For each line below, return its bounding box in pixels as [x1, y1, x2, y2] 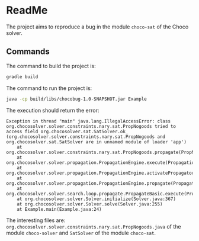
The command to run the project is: [6, 84, 92, 92]
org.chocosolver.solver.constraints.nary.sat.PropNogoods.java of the [6, 223, 182, 230]
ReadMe [6, 4, 48, 17]
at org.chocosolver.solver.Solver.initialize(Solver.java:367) [17, 196, 176, 202]
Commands [6, 47, 50, 57]
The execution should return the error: [6, 107, 99, 114]
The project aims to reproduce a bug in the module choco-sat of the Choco [6, 23, 189, 30]
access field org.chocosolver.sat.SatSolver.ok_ [6, 128, 129, 134]
